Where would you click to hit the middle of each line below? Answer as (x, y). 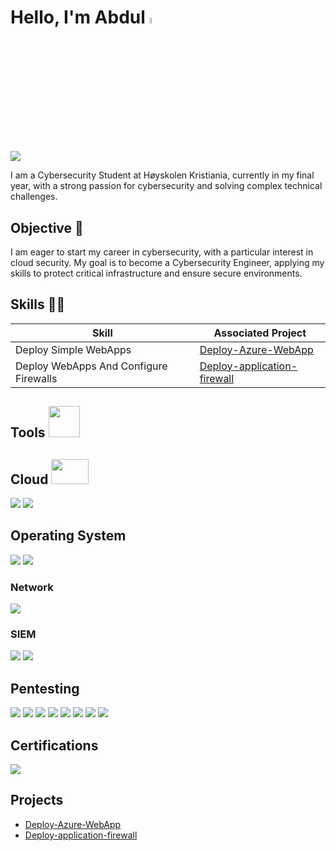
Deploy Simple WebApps (73, 349)
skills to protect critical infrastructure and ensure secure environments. (156, 273)
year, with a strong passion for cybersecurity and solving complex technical (166, 186)
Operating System (68, 536)
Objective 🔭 (47, 227)
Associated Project (260, 333)
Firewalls (36, 378)
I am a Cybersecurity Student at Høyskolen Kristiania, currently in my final (162, 175)
